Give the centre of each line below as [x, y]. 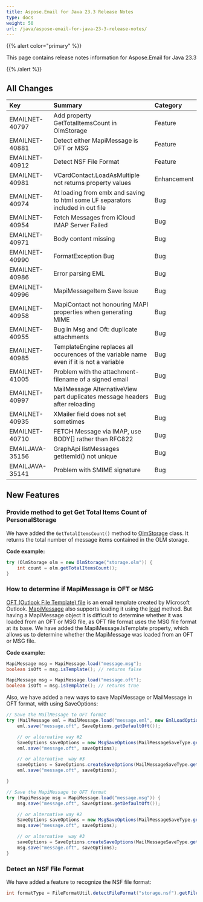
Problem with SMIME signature [97, 470]
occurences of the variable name [100, 354]
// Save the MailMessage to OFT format [56, 715]
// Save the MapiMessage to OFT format [56, 792]
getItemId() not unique [85, 456]
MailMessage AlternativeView [95, 389]
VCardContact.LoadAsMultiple [97, 175]
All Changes [30, 88]
